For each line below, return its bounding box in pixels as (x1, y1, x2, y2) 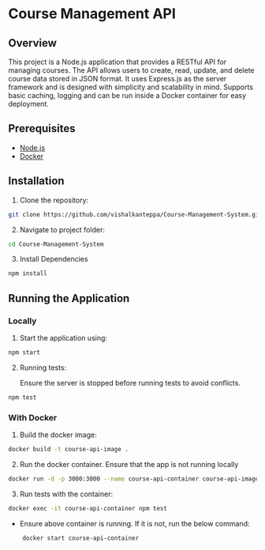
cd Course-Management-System (8, 240, 104, 248)
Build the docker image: (19, 430, 97, 439)
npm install (8, 269, 47, 277)
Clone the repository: (19, 195, 89, 205)
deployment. (8, 100, 49, 108)
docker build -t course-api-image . (8, 445, 129, 453)
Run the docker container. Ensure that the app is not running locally (19, 459, 239, 469)
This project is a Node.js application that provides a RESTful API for (8, 57, 227, 66)
